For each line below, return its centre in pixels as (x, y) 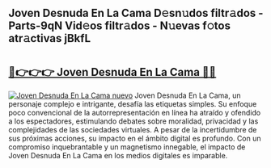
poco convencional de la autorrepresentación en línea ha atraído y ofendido (135, 113)
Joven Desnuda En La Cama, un (188, 95)
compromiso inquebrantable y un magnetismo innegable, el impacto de (127, 147)
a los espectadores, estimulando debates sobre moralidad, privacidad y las (133, 121)
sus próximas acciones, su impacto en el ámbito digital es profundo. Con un (135, 138)
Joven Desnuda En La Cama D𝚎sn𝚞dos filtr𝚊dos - (136, 13)
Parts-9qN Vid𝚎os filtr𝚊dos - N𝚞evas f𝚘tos (119, 26)
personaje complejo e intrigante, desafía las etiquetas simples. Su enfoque (133, 104)
